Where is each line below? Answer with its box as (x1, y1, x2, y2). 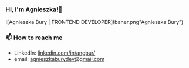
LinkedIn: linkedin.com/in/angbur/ (14, 49, 96, 56)
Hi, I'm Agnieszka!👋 (5, 5, 63, 13)
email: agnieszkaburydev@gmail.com (14, 55, 105, 62)
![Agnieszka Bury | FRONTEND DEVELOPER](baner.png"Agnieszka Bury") (5, 19, 184, 26)
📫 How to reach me (5, 33, 63, 42)
